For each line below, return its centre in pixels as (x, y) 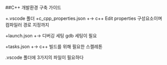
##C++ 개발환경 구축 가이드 (33, 7)
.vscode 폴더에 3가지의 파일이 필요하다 (45, 57)
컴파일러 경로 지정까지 (27, 25)
